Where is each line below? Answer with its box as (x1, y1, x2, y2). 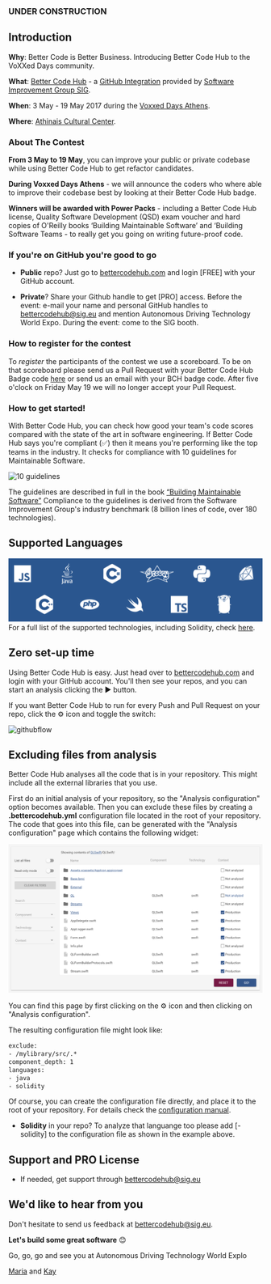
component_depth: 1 (8, 1058, 74, 1066)
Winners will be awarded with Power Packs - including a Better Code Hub (8, 204, 256, 214)
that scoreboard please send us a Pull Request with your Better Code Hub (8, 365, 254, 375)
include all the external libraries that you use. (8, 778, 157, 788)
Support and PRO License (8, 1153, 140, 1167)
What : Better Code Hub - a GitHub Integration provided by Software (8, 76, 235, 86)
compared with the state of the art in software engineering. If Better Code (8, 429, 253, 439)
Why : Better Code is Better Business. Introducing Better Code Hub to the (8, 52, 251, 61)
